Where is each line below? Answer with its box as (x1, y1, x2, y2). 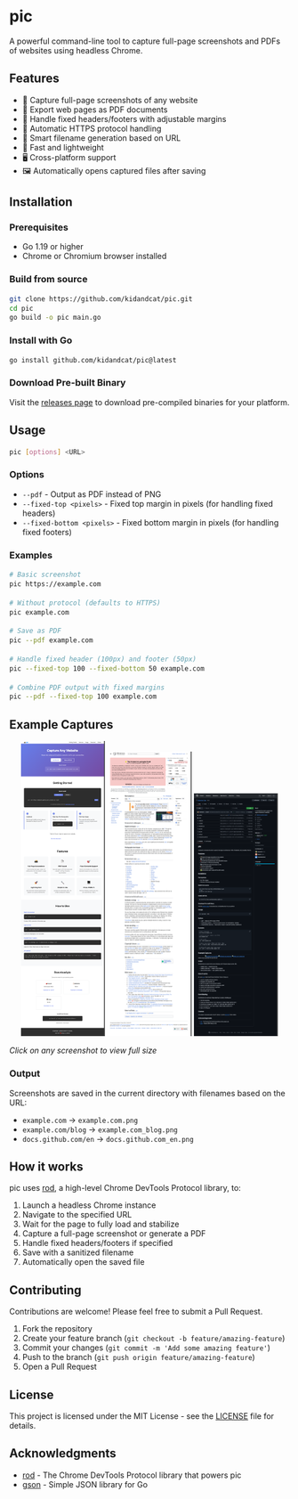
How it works (9, 1160, 84, 1175)
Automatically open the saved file (21, 1257, 145, 1267)
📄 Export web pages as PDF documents (21, 104, 168, 115)
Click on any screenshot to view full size (9, 1045, 157, 1056)
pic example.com (9, 607, 69, 616)
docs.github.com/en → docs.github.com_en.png (21, 1133, 194, 1144)
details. (9, 1421, 36, 1431)
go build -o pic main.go (9, 314, 101, 322)
